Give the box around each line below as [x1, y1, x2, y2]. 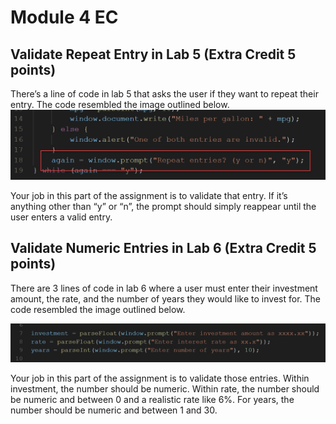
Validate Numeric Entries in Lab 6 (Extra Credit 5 [10, 240, 317, 257]
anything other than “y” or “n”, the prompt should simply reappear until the [10, 200, 317, 212]
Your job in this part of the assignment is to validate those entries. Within [10, 372, 310, 384]
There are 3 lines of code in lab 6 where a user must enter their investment [10, 282, 318, 294]
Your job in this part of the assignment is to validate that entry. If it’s [10, 189, 288, 201]
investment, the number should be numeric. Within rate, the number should [10, 382, 320, 395]
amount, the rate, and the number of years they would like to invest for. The [10, 292, 321, 305]
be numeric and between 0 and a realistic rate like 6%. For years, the [10, 393, 295, 405]
